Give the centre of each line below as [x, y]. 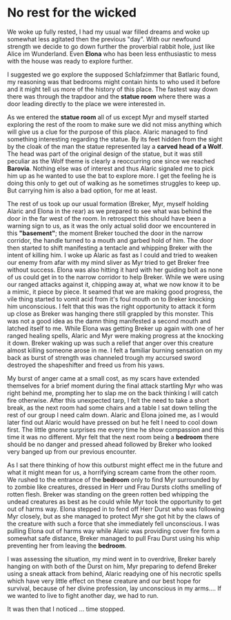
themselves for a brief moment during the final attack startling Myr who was [115, 386]
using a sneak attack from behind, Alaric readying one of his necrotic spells [114, 573]
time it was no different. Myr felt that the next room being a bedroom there [113, 437]
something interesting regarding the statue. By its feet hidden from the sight [115, 139]
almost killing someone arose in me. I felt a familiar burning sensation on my [115, 350]
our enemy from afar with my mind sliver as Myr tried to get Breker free [108, 262]
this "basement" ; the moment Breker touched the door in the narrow [105, 233]
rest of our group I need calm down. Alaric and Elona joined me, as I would [113, 414]
